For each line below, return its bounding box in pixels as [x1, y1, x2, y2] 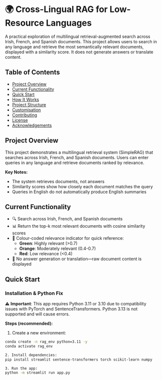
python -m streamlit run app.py [5, 370, 70, 375]
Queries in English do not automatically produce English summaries [12, 189, 147, 195]
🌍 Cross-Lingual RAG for [5, 4, 108, 15]
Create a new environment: [12, 330, 66, 336]
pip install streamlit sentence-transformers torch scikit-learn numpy [5, 357, 152, 362]
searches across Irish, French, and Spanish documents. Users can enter [5, 154, 149, 160]
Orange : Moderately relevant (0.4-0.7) [19, 246, 96, 251]
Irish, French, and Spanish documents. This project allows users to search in [5, 38, 157, 44]
